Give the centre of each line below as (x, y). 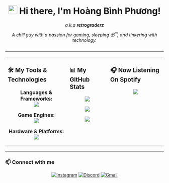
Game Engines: (36, 115)
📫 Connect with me (30, 162)
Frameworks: (36, 99)
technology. (84, 40)
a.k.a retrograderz (84, 25)
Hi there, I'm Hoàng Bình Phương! (90, 11)
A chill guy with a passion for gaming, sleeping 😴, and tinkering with (84, 35)
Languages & (36, 92)
